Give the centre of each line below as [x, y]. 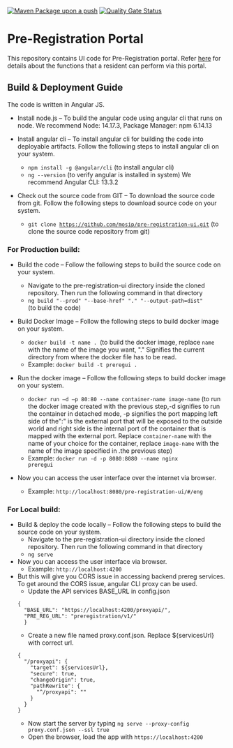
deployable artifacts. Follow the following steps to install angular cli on [118, 146]
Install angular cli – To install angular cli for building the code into [110, 139]
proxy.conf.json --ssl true [68, 730]
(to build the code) [54, 308]
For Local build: [34, 509]
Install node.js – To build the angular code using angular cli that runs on [120, 118]
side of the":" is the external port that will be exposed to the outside [125, 421]
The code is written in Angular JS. [56, 104]
